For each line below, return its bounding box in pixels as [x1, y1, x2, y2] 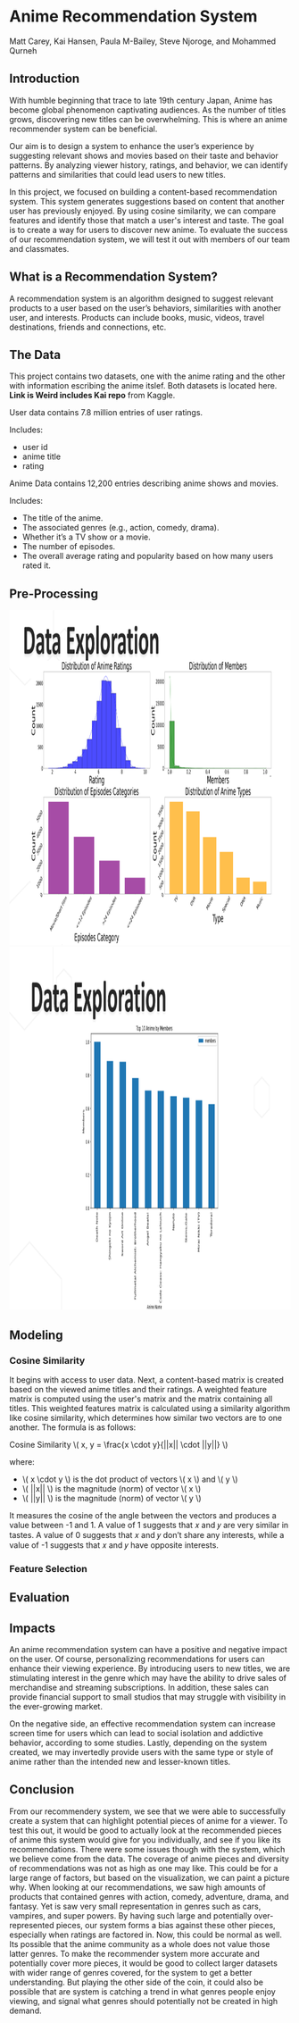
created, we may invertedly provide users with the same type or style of [9, 1747, 274, 1757]
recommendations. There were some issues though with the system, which [9, 1843, 286, 1854]
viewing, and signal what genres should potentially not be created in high [9, 1995, 278, 2006]
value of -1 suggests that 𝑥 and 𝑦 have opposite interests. [9, 1539, 219, 1551]
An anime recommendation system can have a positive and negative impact [9, 1644, 287, 1654]
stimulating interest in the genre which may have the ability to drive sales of [9, 1673, 287, 1683]
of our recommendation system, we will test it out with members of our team [9, 234, 290, 245]
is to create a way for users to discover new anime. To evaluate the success [9, 224, 288, 235]
